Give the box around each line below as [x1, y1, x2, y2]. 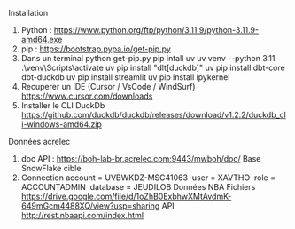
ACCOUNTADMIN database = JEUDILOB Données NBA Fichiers [20, 182, 256, 192]
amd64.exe [20, 35, 63, 44]
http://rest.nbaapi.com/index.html [20, 210, 144, 220]
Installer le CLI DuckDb [20, 100, 105, 110]
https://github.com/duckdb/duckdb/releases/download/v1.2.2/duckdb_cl [20, 110, 287, 120]
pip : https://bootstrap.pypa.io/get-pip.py [20, 43, 172, 54]
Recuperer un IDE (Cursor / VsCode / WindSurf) [20, 82, 196, 91]
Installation [8, 8, 49, 18]
